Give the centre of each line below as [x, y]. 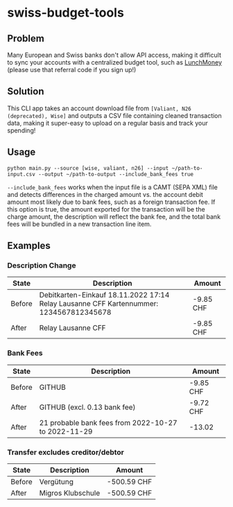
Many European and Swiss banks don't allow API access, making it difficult [114, 55]
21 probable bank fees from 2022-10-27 [109, 422]
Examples [29, 246]
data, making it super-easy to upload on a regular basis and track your [107, 123]
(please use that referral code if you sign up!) [72, 70]
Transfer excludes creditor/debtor [66, 452]
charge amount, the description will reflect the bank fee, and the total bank [114, 216]
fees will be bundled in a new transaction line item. [79, 224]
